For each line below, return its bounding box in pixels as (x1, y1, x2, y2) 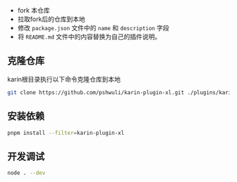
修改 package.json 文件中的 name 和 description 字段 (17, 24, 169, 32)
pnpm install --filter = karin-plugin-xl (7, 129, 125, 136)
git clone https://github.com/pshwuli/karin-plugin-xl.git (7, 89, 185, 96)
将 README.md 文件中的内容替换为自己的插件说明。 (17, 32, 162, 41)
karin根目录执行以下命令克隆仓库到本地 (7, 74, 121, 83)
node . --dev (7, 169, 46, 177)
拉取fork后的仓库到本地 (17, 15, 86, 23)
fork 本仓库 (17, 6, 51, 14)
